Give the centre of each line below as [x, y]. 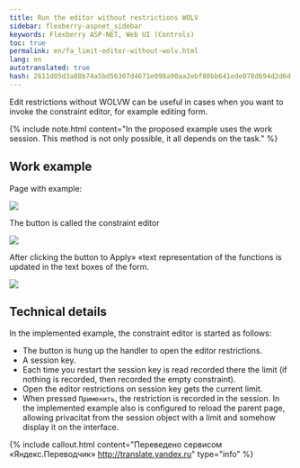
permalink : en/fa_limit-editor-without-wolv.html [104, 51]
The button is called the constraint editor [84, 222]
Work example [51, 167]
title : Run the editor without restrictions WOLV [104, 18]
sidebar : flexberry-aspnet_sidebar [76, 26]
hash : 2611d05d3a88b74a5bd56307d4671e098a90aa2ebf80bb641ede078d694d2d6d [150, 76]
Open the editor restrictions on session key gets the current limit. [142, 389]
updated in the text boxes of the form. [79, 266]
